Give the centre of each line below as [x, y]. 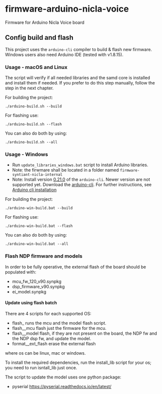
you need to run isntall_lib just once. [41, 367]
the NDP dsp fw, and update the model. [52, 338]
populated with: [21, 272]
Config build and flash [39, 38]
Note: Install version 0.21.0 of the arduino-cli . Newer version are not [81, 180]
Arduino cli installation [34, 190]
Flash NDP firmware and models [44, 256]
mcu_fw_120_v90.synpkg [37, 281]
